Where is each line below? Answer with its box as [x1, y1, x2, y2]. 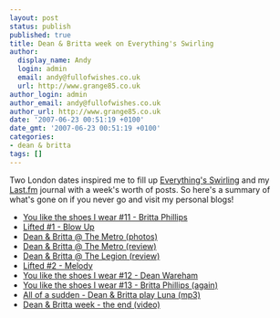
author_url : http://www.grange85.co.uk [9, 107, 161, 116]
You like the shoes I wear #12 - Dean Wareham [22, 270, 199, 281]
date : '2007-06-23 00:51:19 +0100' [9, 115, 145, 124]
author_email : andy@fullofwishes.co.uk [9, 98, 161, 108]
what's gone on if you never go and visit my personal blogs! [9, 194, 234, 205]
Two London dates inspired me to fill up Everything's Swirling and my [9, 175, 270, 185]
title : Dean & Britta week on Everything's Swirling [9, 38, 214, 48]
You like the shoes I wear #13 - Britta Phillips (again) [22, 280, 219, 291]
